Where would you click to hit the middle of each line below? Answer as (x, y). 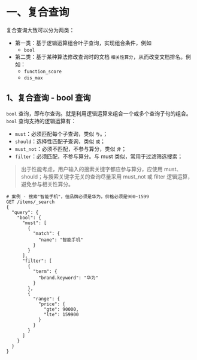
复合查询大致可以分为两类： (40, 30)
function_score (43, 72)
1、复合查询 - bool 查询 (49, 98)
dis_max (33, 78)
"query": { (25, 212)
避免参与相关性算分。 (47, 184)
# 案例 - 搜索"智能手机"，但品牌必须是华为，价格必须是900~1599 (78, 197)
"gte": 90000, (61, 309)
